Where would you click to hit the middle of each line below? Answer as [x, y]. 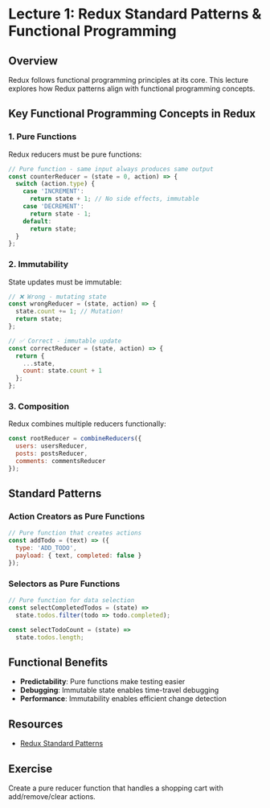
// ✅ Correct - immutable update [65, 341]
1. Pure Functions [43, 137]
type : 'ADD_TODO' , [47, 548]
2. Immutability [39, 265]
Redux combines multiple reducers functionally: [87, 424]
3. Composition [39, 407]
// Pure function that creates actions [75, 533]
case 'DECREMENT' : [53, 207]
